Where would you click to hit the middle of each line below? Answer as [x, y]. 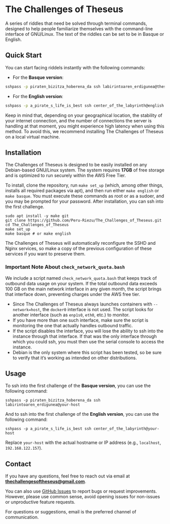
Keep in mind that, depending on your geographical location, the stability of [84, 115]
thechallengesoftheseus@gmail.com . [46, 482]
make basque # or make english [38, 234]
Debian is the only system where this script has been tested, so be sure [87, 352]
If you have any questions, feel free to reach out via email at [68, 476]
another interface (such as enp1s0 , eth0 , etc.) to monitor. [71, 315]
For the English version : [38, 96]
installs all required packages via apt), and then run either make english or [82, 191]
